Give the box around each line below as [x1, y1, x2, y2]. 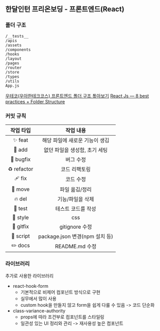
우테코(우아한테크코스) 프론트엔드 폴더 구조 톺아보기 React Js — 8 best [5, 93, 149, 99]
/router [5, 65, 22, 70]
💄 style [12, 214, 29, 221]
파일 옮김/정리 [60, 186, 92, 193]
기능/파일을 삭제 [57, 195, 94, 203]
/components [5, 47, 31, 52]
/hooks [5, 51, 20, 57]
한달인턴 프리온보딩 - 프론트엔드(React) [5, 5, 125, 14]
